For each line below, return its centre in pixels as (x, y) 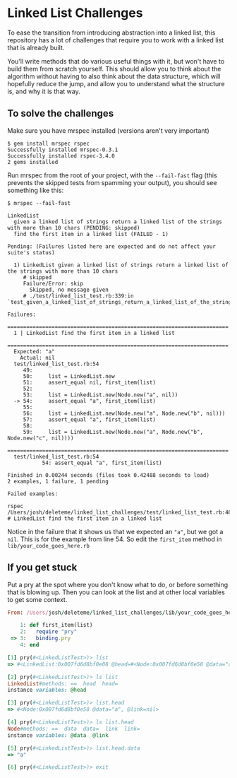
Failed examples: (33, 494)
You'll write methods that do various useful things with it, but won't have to (116, 61)
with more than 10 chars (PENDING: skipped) (74, 228)
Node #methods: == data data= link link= (74, 729)
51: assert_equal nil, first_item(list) (90, 382)
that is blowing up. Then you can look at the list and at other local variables (116, 592)
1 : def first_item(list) (56, 625)
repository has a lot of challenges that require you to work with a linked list (116, 40)
